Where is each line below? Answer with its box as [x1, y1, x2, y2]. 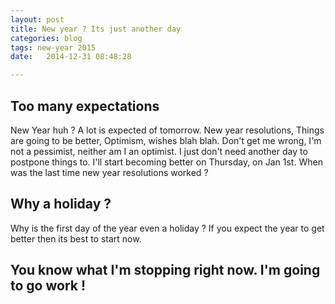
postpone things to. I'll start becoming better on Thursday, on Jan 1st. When [10, 156, 323, 168]
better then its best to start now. [10, 232, 142, 245]
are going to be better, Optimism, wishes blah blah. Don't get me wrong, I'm [10, 134, 322, 146]
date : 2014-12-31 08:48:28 [10, 52, 132, 62]
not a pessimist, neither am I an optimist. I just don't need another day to [10, 145, 308, 157]
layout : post [10, 14, 65, 25]
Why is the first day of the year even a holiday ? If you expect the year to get [10, 222, 325, 234]
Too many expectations [10, 97, 160, 115]
